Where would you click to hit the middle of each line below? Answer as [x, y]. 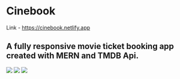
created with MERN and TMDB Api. [73, 56]
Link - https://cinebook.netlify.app [48, 28]
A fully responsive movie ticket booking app [90, 46]
